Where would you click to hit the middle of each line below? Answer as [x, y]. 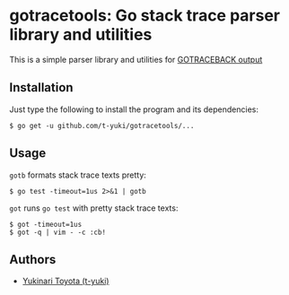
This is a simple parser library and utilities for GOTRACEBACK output [136, 59]
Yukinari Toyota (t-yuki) [66, 281]
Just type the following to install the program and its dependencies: [134, 109]
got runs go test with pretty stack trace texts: [94, 208]
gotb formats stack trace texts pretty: [78, 175]
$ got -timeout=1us [46, 224]
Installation [41, 87]
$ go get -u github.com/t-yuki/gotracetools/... [102, 126]
